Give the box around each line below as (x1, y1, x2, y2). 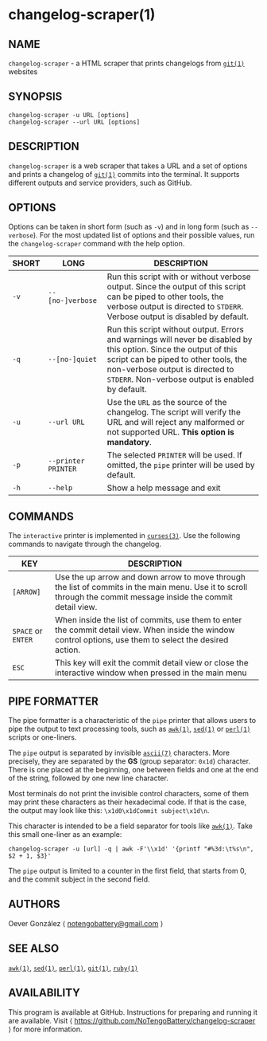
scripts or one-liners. (8, 733, 77, 742)
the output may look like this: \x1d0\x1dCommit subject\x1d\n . (8, 806, 210, 815)
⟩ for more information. (8, 1024, 83, 1034)
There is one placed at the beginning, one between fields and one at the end (8, 765, 259, 775)
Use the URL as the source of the (106, 397, 227, 408)
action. (55, 644, 81, 655)
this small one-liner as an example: (8, 830, 122, 839)
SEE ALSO (8, 942, 60, 956)
